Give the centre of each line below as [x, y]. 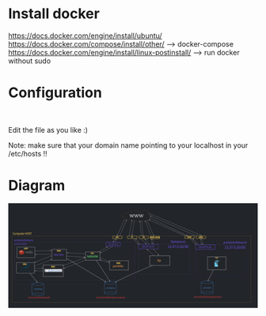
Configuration [55, 93]
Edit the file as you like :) [48, 130]
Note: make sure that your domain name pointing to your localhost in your [128, 145]
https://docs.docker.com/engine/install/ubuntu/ [85, 36]
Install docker [54, 14]
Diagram [37, 186]
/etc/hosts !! [28, 153]
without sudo [30, 61]
